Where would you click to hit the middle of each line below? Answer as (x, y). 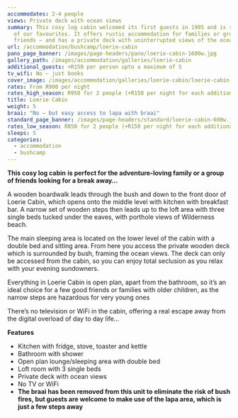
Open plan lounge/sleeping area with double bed (89, 361)
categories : (25, 139)
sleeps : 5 (22, 133)
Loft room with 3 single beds (59, 369)
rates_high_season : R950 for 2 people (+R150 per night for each (106, 93)
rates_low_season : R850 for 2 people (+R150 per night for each (104, 126)
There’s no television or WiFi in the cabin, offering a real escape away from (117, 311)
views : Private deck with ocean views (64, 21)
